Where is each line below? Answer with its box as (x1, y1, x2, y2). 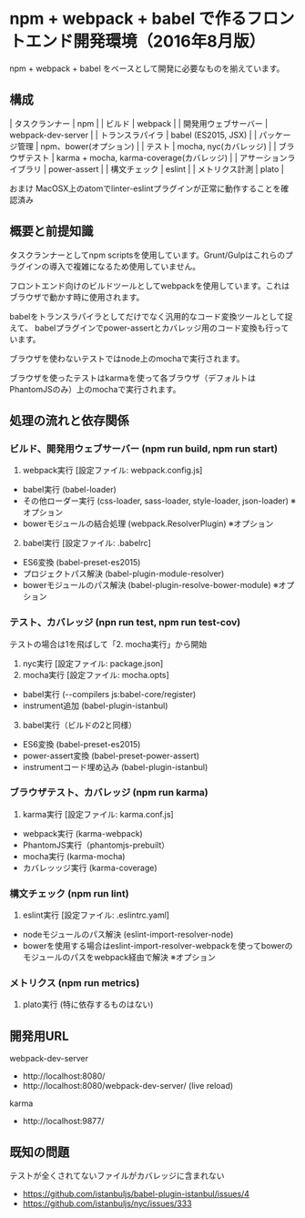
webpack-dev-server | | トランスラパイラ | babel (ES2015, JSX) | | (9, 129, 258, 140)
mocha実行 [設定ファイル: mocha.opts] (22, 669, 170, 680)
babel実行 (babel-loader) (22, 484, 117, 495)
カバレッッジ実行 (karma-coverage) (22, 862, 158, 873)
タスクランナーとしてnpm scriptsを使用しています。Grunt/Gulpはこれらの (9, 249, 285, 260)
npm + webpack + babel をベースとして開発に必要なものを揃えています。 (9, 63, 285, 74)
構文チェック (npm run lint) (9, 887, 129, 899)
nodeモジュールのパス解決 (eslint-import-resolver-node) (22, 929, 234, 940)
